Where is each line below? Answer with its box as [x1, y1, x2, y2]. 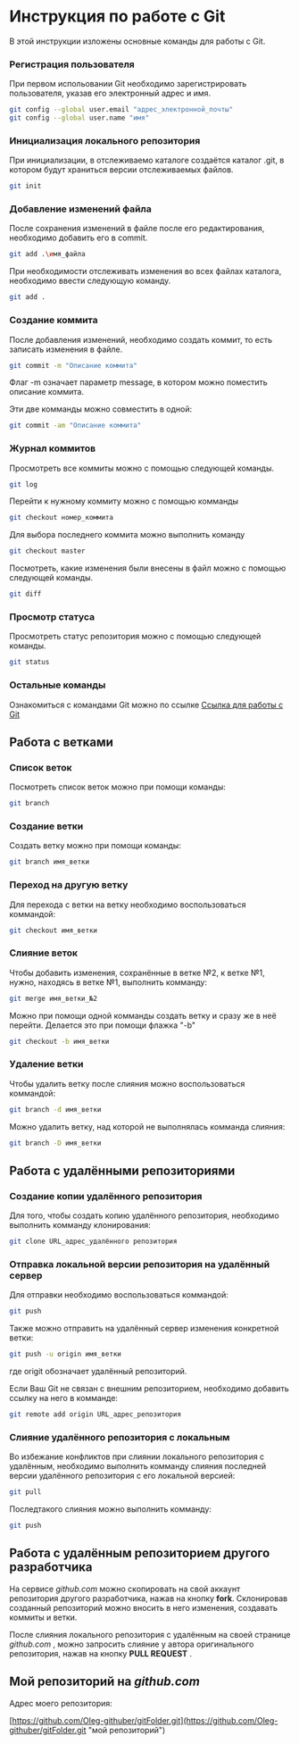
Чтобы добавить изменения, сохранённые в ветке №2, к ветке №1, [9, 967, 265, 978]
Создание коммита [9, 314, 98, 327]
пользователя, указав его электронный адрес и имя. [9, 88, 212, 99]
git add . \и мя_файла [9, 250, 87, 259]
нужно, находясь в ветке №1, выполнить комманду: [9, 976, 208, 988]
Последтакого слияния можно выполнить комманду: [9, 1504, 212, 1515]
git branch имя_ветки [9, 857, 90, 867]
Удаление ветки [9, 1058, 84, 1071]
